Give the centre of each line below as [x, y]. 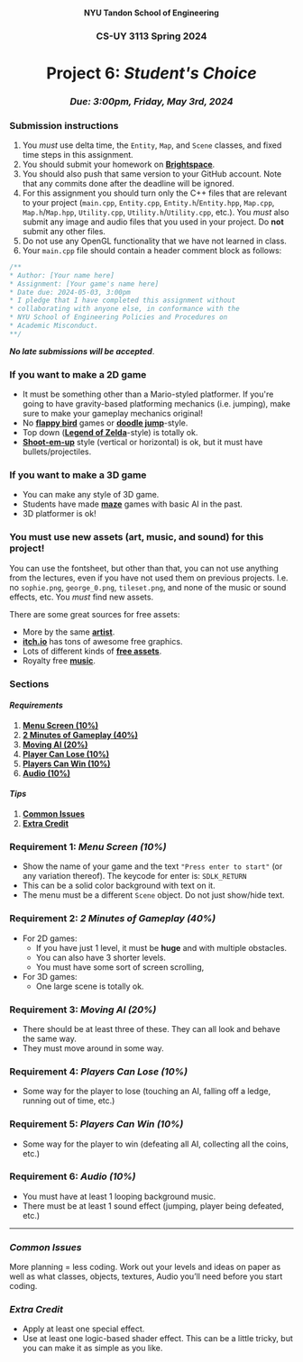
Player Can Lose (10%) [66, 754]
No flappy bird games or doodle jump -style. [105, 423]
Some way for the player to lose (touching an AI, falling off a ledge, [147, 1092]
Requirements [36, 705]
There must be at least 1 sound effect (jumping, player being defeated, [153, 1206]
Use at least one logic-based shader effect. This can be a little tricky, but [157, 1339]
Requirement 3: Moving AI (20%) [83, 1010]
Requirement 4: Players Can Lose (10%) [98, 1071]
